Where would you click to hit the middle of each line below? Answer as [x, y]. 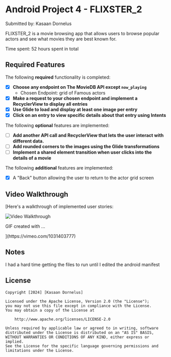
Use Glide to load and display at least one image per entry [75, 109]
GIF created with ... [25, 226]
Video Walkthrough [37, 194]
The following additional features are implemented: [59, 168]
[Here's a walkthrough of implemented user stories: [59, 207]
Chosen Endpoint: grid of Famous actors [63, 92]
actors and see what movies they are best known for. [61, 39]
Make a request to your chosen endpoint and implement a [75, 98]
